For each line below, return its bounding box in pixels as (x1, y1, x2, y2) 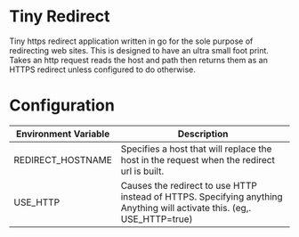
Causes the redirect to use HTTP (120, 179, 258, 192)
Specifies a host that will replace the (120, 143, 272, 155)
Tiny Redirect (9, 6, 110, 27)
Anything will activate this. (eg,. (120, 201, 252, 214)
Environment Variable (16, 127, 110, 140)
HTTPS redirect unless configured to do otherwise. (9, 64, 196, 75)
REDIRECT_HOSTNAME (13, 153, 113, 166)
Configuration (9, 95, 116, 116)
